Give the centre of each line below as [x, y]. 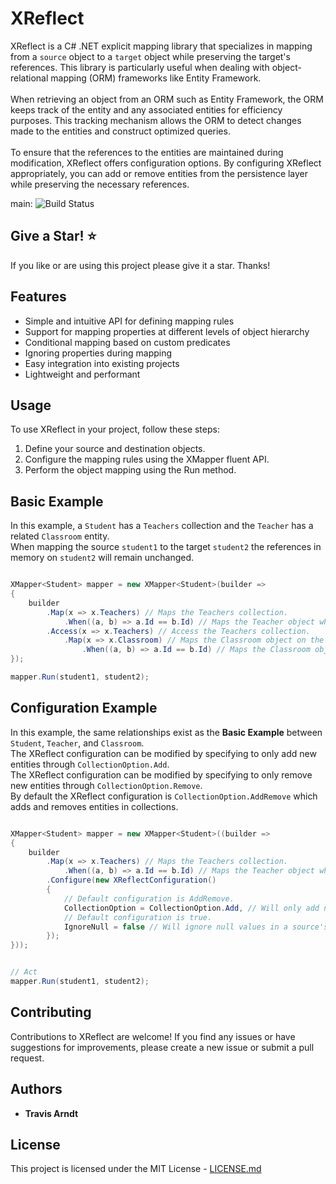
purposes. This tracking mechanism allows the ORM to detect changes [156, 120]
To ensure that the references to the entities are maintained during [147, 152]
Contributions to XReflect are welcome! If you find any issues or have [153, 1036]
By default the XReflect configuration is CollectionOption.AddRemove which [164, 796]
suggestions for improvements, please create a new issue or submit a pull [162, 1047]
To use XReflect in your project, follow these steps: [115, 429]
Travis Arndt [51, 1113]
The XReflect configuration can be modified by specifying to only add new [163, 753]
